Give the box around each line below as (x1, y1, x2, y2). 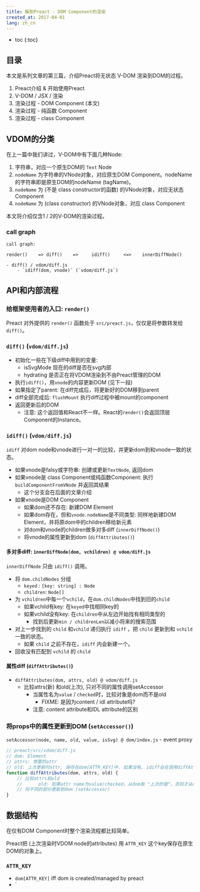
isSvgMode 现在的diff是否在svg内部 (23, 364, 112, 371)
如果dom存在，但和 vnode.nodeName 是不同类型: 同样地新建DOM (23, 511, 177, 518)
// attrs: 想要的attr (6, 759, 57, 765)
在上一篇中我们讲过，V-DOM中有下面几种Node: (6, 151, 123, 158)
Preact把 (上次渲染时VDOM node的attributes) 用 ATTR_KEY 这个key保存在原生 (6, 839, 193, 847)
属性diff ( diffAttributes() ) (6, 662, 73, 670)
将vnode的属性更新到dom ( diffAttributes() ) (23, 533, 135, 540)
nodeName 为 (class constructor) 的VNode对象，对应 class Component (14, 200, 185, 207)
